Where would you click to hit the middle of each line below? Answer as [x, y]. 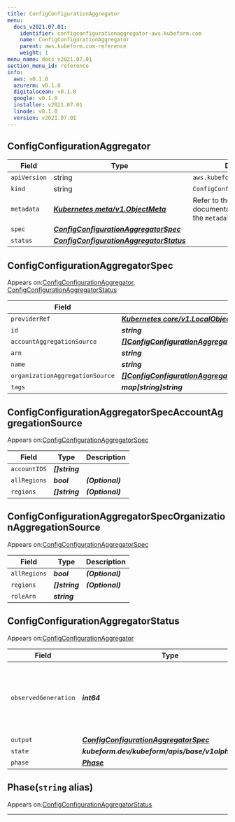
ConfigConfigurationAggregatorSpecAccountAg [115, 412]
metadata [25, 209]
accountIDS [29, 469]
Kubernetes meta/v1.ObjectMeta [110, 209]
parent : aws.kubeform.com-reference [73, 46]
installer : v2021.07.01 [48, 105]
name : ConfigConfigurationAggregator [75, 40]
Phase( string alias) [50, 787]
